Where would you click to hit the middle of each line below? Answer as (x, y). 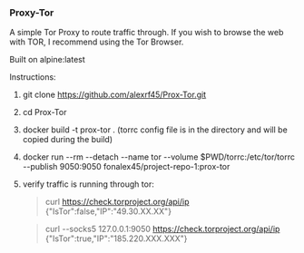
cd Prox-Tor (44, 112)
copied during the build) (68, 140)
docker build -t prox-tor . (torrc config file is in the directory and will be (155, 130)
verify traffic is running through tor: (88, 184)
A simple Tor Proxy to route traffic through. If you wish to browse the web (147, 33)
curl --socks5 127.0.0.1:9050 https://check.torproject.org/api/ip (162, 229)
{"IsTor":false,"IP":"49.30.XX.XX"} (108, 211)
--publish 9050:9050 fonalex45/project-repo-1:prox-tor (126, 167)
